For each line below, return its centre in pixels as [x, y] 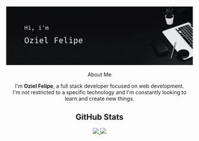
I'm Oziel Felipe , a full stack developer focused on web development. [99, 86]
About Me [99, 74]
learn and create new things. [99, 98]
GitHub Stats [99, 117]
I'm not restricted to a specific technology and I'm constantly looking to [99, 92]
